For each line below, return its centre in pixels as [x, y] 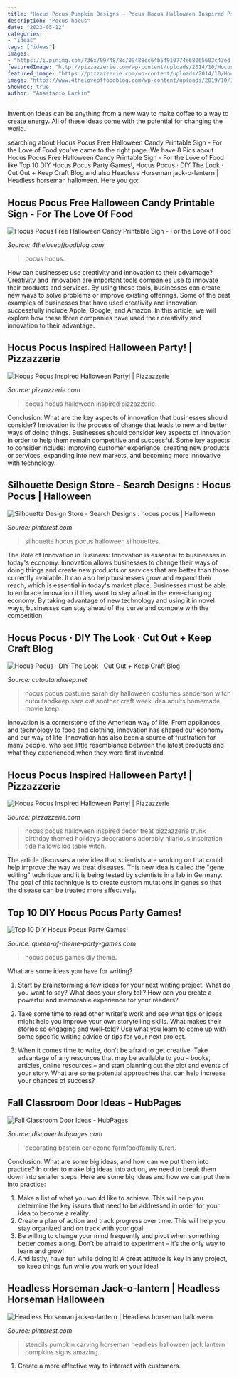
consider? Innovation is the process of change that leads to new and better [117, 425]
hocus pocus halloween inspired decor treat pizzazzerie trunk [115, 831]
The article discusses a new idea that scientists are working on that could [115, 860]
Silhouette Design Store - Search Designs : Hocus [119, 485]
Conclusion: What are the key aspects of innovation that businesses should [117, 417]
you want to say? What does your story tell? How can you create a [115, 993]
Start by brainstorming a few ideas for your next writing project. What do [124, 985]
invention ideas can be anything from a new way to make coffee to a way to [118, 114]
